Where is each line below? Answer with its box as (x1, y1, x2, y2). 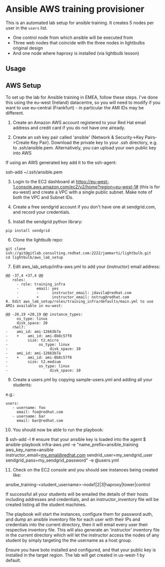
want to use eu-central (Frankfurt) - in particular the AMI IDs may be (5, 105, 144, 111)
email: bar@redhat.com (16, 418, 64, 423)
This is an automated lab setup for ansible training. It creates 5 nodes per (5, 20, 154, 26)
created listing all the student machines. (5, 501, 87, 508)
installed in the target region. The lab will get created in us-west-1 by (5, 552, 145, 558)
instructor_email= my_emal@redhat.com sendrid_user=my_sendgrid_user (5, 452, 153, 458)
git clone (5, 246, 26, 252)
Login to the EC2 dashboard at (12, 179, 75, 185)
